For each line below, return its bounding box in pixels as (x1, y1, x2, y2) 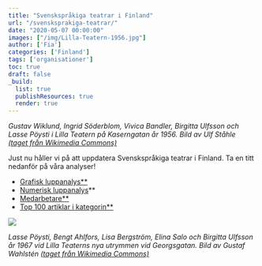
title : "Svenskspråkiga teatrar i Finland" (8, 11, 154, 20)
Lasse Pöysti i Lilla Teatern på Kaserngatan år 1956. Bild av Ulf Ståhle (8, 129, 236, 139)
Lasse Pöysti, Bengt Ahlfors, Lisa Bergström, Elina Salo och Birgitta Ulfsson (8, 232, 254, 242)
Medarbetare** (19, 194, 69, 204)
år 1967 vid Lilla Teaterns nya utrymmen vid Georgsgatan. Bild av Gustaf (8, 241, 245, 250)
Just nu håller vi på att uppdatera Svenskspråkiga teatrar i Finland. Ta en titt (8, 153, 254, 163)
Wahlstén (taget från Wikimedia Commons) (8, 249, 150, 259)
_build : (8, 77, 34, 85)
